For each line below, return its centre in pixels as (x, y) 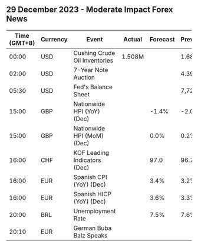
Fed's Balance (93, 87)
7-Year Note (91, 70)
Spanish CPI (90, 177)
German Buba (93, 228)
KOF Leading (91, 152)
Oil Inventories (93, 60)
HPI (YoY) (87, 111)
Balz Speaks (90, 235)
